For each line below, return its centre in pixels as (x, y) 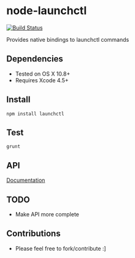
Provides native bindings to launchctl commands (68, 39)
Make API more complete (47, 214)
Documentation (26, 180)
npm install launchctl (35, 114)
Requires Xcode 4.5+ (42, 80)
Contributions (33, 234)
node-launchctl (47, 11)
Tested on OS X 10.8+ (43, 74)
